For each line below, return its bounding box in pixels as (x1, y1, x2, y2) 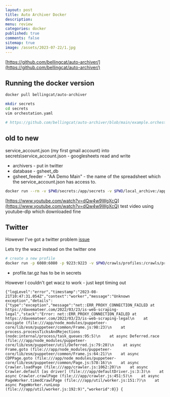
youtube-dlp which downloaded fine (5, 208, 81, 214)
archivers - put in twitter (12, 162, 63, 168)
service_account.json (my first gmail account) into (5, 147, 110, 153)
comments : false (5, 36, 39, 41)
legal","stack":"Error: (5, 312, 56, 317)
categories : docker (5, 26, 47, 31)
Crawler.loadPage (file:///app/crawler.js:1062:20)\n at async (5, 365, 148, 370)
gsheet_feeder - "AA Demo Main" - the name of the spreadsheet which (12, 173, 161, 180)
